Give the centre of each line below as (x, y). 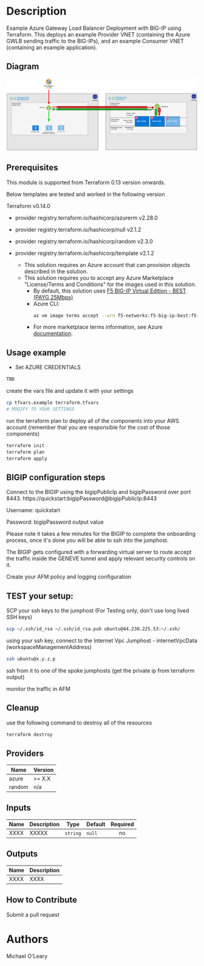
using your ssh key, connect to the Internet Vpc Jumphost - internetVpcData (102, 641)
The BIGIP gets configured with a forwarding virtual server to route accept (99, 552)
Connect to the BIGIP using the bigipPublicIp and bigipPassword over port (99, 492)
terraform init (25, 445)
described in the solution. (56, 271)
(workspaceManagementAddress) (49, 647)
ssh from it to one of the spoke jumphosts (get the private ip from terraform (100, 670)
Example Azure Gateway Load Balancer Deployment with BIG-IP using (94, 28)
